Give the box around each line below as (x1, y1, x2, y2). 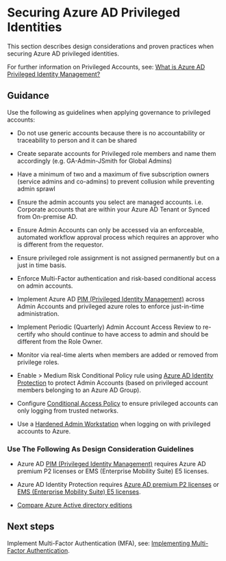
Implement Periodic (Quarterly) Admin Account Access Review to (16, 323, 202, 331)
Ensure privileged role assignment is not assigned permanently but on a (16, 253, 220, 262)
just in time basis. (16, 261, 67, 269)
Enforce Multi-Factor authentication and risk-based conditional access (16, 274, 216, 282)
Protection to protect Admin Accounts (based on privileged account (16, 378, 208, 387)
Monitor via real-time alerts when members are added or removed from (16, 350, 218, 358)
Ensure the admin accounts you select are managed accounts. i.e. (16, 198, 203, 206)
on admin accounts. (16, 282, 73, 290)
